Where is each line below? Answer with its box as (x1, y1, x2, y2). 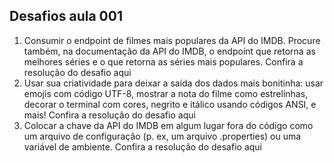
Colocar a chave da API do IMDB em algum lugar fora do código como (23, 119, 314, 131)
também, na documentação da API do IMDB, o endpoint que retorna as (23, 45, 316, 57)
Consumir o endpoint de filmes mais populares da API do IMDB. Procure (23, 34, 321, 46)
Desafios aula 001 (9, 8, 123, 25)
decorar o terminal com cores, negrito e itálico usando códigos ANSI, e (23, 98, 317, 110)
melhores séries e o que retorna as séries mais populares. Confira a (23, 55, 304, 68)
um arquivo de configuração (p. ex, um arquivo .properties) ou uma (23, 130, 302, 142)
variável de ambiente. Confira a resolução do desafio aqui (23, 140, 262, 153)
